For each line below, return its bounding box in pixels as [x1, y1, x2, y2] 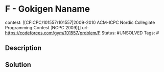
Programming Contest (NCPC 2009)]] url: [5, 24, 89, 30]
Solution [5, 60, 31, 69]
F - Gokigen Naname [5, 3, 90, 15]
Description [5, 44, 42, 52]
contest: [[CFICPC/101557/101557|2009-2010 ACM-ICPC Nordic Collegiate [5, 19, 155, 25]
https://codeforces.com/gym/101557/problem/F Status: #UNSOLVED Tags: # [5, 30, 159, 36]
